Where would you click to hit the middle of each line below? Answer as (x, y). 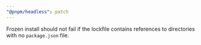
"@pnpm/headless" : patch (37, 12)
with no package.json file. (38, 35)
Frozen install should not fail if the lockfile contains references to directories (101, 29)
